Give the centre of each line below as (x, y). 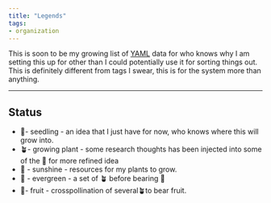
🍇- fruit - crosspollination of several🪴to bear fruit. (103, 191)
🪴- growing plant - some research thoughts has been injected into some (141, 149)
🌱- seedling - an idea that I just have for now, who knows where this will (140, 132)
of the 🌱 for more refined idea (69, 161)
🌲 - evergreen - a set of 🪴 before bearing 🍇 (92, 179)
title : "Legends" (38, 16)
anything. (24, 79)
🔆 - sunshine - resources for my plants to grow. (98, 169)
